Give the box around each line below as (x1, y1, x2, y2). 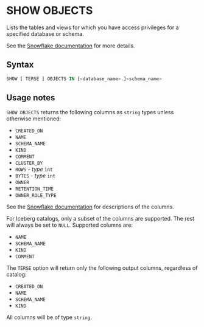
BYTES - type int (15, 172, 56, 179)
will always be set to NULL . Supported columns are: (6, 221, 133, 229)
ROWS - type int (15, 165, 53, 173)
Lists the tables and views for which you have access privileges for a (6, 24, 179, 31)
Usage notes (6, 92, 55, 103)
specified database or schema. (6, 30, 84, 37)
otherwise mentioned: (6, 115, 62, 122)
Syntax (6, 60, 34, 70)
